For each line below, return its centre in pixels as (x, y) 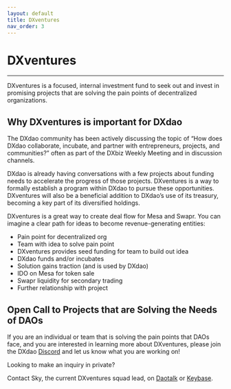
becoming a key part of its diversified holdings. (74, 203)
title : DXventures (33, 20)
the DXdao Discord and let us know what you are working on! (94, 351)
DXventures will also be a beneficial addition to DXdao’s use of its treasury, (113, 196)
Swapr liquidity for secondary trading (70, 281)
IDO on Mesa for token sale (56, 274)
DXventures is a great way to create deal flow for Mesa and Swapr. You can (114, 216)
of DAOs (25, 320)
